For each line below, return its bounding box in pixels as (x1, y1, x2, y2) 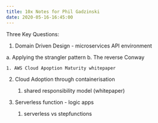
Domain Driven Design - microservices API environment (14, 42, 152, 49)
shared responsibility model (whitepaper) (23, 87, 125, 94)
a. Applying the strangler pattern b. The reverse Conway (6, 53, 145, 61)
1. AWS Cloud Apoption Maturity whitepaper (6, 65, 116, 71)
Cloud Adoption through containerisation (14, 75, 115, 83)
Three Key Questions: (6, 30, 60, 37)
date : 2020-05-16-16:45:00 (6, 14, 73, 20)
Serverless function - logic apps (14, 99, 94, 106)
